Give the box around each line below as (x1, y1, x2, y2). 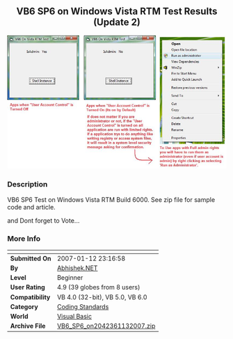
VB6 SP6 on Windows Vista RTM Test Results (16, 6, 218, 17)
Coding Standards (56, 302, 109, 310)
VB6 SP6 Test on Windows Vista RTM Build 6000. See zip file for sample (7, 195, 216, 204)
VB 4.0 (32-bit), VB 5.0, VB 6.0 (56, 292, 147, 301)
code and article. (7, 203, 56, 211)
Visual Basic (56, 313, 93, 321)
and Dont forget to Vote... (7, 216, 80, 225)
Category (10, 302, 38, 310)
